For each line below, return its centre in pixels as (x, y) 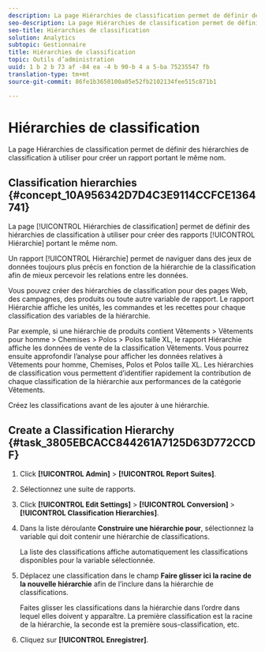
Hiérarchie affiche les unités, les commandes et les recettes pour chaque (127, 307)
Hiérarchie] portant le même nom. (63, 243)
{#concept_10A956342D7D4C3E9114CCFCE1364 (132, 195)
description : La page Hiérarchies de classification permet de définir (128, 15)
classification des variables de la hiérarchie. (80, 316)
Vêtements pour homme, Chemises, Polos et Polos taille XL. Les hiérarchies (131, 365)
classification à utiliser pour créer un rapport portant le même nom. (117, 158)
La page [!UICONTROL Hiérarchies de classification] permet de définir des (129, 227)
